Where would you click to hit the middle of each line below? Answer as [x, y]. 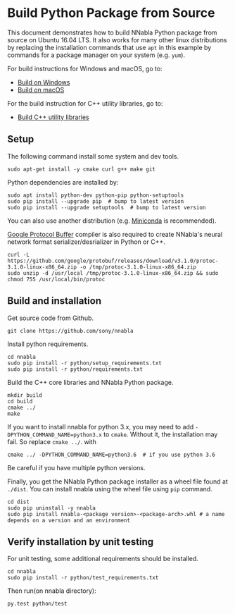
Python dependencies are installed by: [63, 182]
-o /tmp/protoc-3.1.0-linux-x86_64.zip [138, 267]
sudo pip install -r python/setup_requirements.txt [84, 363]
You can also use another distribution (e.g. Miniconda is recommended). [112, 221]
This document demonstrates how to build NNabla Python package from [112, 32]
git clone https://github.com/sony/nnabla [70, 331]
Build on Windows [44, 82]
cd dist [19, 502]
